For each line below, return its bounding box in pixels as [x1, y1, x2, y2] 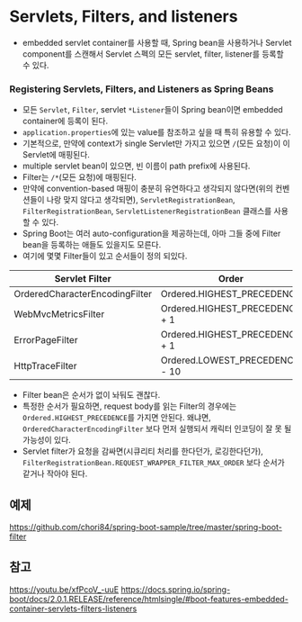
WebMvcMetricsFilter [13, 308, 105, 320]
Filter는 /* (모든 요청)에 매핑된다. [22, 172, 138, 183]
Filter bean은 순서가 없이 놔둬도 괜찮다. [22, 390, 161, 401]
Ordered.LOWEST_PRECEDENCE [160, 354, 299, 366]
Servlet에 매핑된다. [22, 149, 90, 160]
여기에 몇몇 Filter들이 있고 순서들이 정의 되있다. [22, 250, 188, 262]
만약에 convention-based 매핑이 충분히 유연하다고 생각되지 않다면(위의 [22, 183, 274, 194]
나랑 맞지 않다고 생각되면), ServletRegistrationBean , [46, 194, 235, 205]
